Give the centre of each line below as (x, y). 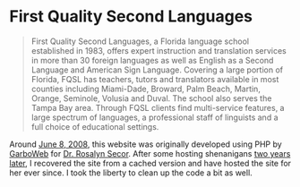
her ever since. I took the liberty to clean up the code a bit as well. (131, 173)
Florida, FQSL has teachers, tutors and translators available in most (155, 79)
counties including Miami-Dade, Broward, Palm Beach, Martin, (146, 89)
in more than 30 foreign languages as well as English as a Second (152, 60)
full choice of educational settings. (95, 126)
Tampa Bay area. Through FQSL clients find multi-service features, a (158, 107)
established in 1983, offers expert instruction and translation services (159, 50)
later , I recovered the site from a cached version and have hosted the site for (150, 163)
